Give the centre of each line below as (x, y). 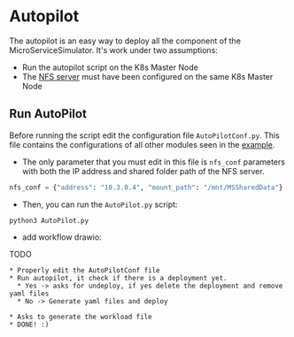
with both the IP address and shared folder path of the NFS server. (143, 171)
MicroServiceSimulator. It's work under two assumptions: (114, 50)
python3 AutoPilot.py (49, 220)
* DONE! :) (29, 325)
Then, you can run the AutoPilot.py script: (100, 204)
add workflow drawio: (62, 237)
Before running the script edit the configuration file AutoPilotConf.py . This (145, 135)
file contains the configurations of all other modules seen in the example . (142, 144)
